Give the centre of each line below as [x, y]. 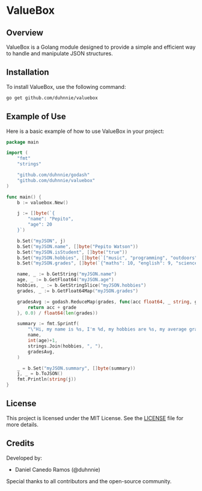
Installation [28, 72]
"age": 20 [40, 225]
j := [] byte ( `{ [36, 213]
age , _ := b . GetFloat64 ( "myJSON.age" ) [66, 280]
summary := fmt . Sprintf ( [48, 324]
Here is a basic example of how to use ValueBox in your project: [85, 131]
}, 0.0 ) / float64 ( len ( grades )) [57, 313]
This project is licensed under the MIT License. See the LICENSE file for [95, 418]
